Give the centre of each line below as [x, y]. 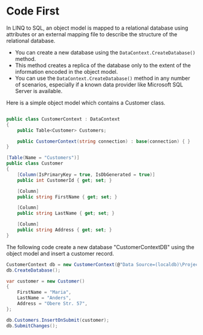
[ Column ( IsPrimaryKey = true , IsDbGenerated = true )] [86, 174]
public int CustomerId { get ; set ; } [65, 180]
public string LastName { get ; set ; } [66, 213]
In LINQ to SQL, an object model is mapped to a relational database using [97, 28]
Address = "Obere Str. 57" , [52, 304]
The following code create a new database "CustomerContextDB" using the [100, 247]
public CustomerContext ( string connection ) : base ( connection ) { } [104, 141]
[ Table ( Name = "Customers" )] [43, 158]
